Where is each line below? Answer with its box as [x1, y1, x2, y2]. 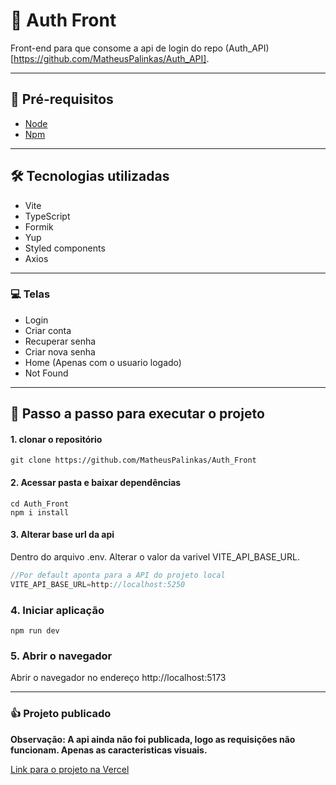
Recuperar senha [24, 335, 97, 347]
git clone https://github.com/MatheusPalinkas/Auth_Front [10, 455, 257, 466]
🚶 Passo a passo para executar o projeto [10, 405, 265, 423]
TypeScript [24, 210, 71, 222]
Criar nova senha [24, 345, 96, 358]
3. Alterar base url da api [10, 529, 115, 541]
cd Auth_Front [10, 499, 70, 509]
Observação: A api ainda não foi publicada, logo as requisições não [10, 733, 296, 745]
